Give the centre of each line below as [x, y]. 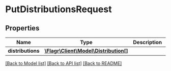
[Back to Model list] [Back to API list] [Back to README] [64, 63]
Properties [22, 28]
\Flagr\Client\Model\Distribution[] [86, 51]
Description [147, 42]
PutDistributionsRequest [59, 9]
